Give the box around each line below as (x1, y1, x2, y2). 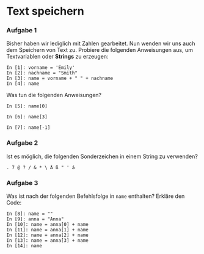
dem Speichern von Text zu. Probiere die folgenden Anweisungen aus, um (6, 46, 194, 54)
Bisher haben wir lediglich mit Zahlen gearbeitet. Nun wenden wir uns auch (6, 40, 195, 47)
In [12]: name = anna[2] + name (6, 232, 89, 239)
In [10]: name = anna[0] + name (6, 222, 89, 228)
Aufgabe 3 (6, 178, 38, 187)
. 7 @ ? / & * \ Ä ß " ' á (6, 164, 75, 170)
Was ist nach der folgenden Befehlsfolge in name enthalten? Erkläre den (6, 192, 185, 200)
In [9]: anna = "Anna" (6, 216, 64, 222)
